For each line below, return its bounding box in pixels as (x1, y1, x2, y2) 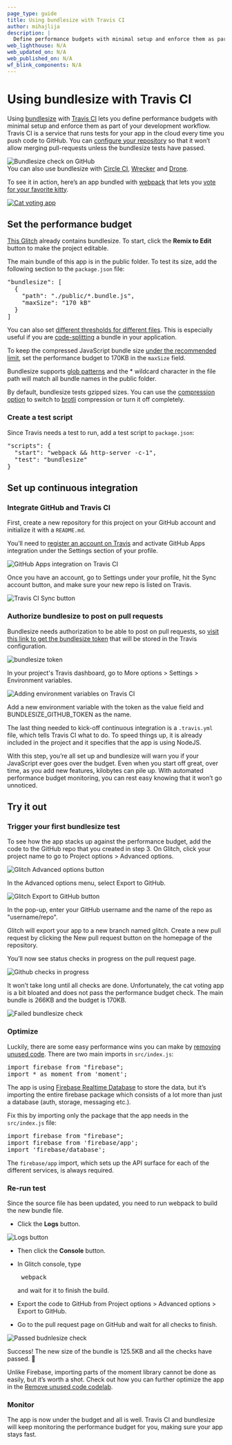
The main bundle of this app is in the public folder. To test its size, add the (7, 257, 217, 266)
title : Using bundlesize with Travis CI (7, 17, 126, 24)
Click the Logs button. (17, 1220, 81, 1228)
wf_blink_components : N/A (7, 62, 81, 68)
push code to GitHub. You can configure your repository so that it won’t (7, 136, 211, 144)
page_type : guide (7, 10, 57, 17)
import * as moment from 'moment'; (7, 1070, 128, 1078)
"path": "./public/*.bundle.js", (21, 292, 135, 300)
